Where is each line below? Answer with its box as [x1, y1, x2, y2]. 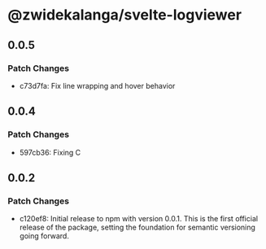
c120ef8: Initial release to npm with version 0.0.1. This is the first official [19, 214, 258, 224]
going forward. [19, 231, 70, 241]
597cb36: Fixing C [19, 147, 81, 157]
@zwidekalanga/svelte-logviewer [7, 6, 242, 24]
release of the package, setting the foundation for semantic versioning [19, 222, 255, 233]
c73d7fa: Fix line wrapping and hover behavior [19, 81, 176, 90]
